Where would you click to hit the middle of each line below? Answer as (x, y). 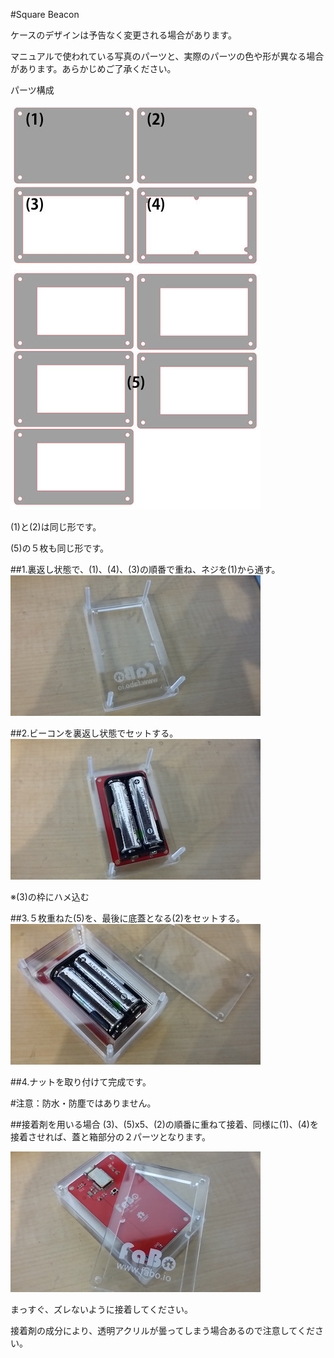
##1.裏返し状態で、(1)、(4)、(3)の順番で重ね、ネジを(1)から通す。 (145, 569)
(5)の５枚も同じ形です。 (60, 548)
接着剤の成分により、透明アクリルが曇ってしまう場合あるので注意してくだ (162, 1330)
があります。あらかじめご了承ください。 (93, 68)
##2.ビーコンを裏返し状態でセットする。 (94, 733)
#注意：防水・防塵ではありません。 (83, 1103)
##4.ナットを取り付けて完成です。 (81, 1082)
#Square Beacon (45, 14)
